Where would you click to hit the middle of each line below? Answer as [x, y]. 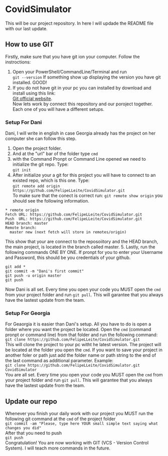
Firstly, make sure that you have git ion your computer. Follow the [72, 56]
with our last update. [26, 28]
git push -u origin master [33, 276]
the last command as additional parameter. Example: [59, 361]
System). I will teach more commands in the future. [58, 448]
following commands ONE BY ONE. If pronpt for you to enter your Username [84, 252]
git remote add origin [36, 186]
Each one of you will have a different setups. [58, 109]
